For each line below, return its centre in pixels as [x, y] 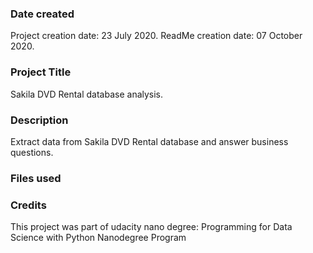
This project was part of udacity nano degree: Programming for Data [151, 227]
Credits [28, 205]
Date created [42, 14]
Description [39, 120]
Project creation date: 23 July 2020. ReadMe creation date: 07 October [156, 36]
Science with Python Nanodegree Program [98, 238]
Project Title [41, 72]
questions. [32, 152]
